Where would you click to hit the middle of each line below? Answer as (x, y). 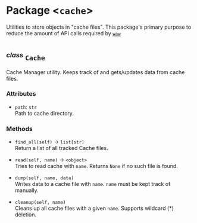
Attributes (21, 94)
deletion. (26, 215)
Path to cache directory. (44, 113)
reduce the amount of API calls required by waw (63, 33)
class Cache (26, 57)
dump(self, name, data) (44, 178)
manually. (26, 190)
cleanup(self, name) (40, 203)
